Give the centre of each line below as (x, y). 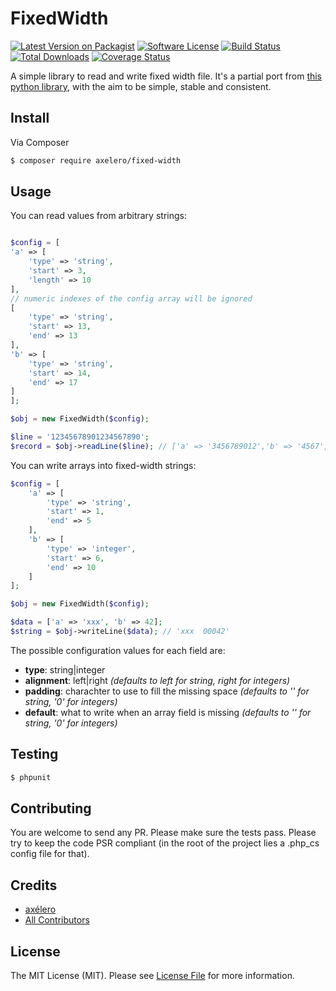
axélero (40, 909)
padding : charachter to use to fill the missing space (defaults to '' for (167, 691)
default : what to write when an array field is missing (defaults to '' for (168, 712)
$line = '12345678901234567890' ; (80, 437)
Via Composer (40, 142)
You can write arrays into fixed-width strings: (103, 465)
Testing (34, 754)
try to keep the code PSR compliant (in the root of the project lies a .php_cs (165, 843)
